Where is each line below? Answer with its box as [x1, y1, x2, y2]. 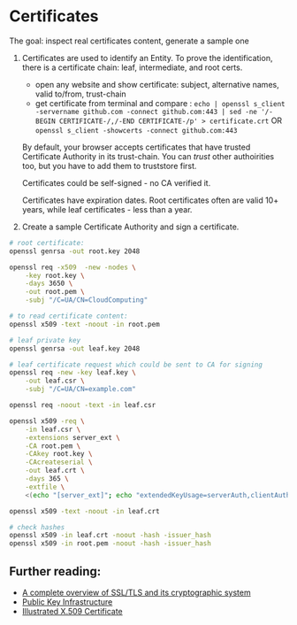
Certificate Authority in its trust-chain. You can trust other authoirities [21, 150, 275, 161]
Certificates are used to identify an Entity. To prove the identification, [21, 52, 273, 63]
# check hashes [9, 522, 65, 532]
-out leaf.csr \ [25, 376, 86, 386]
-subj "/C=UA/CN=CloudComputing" [25, 296, 148, 305]
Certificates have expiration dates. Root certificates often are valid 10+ [21, 195, 279, 205]
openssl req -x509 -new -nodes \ [9, 263, 137, 272]
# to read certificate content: [9, 312, 128, 320]
